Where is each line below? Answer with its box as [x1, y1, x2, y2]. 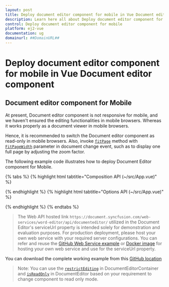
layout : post [5, 7, 33, 13]
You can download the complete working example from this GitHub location [5, 255, 162, 261]
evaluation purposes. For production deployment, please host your [17, 229, 156, 236]
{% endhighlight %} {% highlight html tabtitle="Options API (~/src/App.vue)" [5, 189, 164, 195]
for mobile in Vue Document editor [5, 68, 152, 80]
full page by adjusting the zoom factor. [5, 148, 86, 154]
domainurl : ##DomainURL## [5, 36, 59, 41]
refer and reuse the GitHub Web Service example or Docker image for [17, 240, 162, 246]
